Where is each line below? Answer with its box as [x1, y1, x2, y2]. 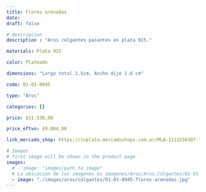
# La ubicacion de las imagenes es [12, 171, 103, 177]
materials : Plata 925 [6, 48, 62, 55]
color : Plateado [6, 60, 48, 66]
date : [6, 15, 20, 21]
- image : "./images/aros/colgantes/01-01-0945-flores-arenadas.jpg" [12, 176, 191, 183]
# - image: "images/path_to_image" [12, 165, 103, 171]
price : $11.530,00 [6, 115, 53, 121]
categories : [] [6, 104, 45, 110]
